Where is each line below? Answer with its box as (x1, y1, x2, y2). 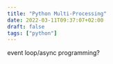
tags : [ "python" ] (7, 29, 58, 37)
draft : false (7, 23, 45, 30)
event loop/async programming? (7, 49, 101, 57)
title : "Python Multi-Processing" (7, 10, 107, 17)
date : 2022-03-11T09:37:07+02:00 (7, 17, 104, 24)
